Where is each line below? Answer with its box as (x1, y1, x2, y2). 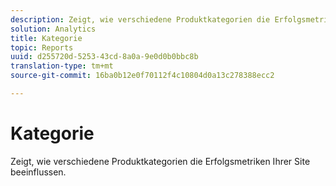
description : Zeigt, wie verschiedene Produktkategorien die (10, 14, 271, 25)
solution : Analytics (10, 24, 97, 34)
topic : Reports (10, 42, 74, 53)
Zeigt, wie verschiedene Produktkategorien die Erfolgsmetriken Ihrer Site (10, 155, 311, 167)
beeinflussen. (10, 166, 67, 178)
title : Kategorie (10, 33, 83, 43)
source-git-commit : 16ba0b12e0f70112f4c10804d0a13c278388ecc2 (10, 71, 275, 81)
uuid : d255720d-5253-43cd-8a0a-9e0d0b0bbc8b (10, 52, 199, 62)
